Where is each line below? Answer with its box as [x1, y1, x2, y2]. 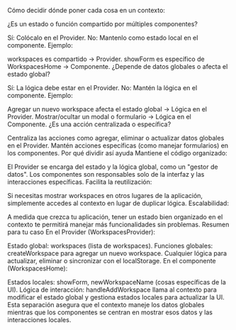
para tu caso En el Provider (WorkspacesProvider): [7, 228, 156, 236]
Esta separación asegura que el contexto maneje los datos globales [7, 301, 205, 309]
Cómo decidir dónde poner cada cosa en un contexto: [7, 6, 165, 14]
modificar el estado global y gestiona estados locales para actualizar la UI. [7, 293, 225, 301]
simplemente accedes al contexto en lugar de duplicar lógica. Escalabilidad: [7, 199, 229, 207]
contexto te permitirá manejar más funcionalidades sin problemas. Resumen [7, 220, 230, 229]
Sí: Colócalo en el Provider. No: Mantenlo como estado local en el [7, 33, 198, 42]
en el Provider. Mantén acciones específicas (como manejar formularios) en [7, 141, 229, 150]
